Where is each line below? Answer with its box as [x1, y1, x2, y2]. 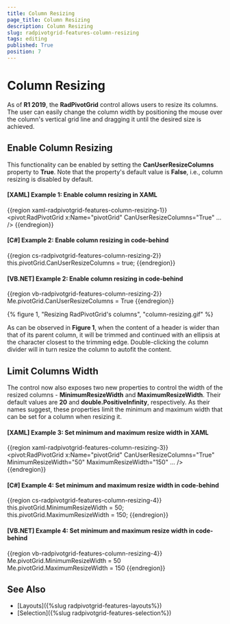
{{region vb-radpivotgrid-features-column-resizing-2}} [7, 289, 162, 298]
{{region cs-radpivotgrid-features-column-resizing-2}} [7, 252, 162, 260]
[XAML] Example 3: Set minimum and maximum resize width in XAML [7, 428, 209, 436]
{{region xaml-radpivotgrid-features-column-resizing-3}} [7, 444, 169, 452]
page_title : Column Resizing [7, 16, 90, 23]
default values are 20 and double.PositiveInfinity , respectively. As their [7, 398, 210, 407]
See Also [7, 584, 46, 595]
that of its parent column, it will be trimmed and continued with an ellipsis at [7, 331, 220, 339]
